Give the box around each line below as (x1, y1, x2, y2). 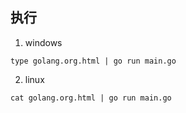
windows (24, 36, 63, 48)
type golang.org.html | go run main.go (10, 56, 177, 66)
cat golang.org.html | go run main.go (10, 93, 172, 103)
